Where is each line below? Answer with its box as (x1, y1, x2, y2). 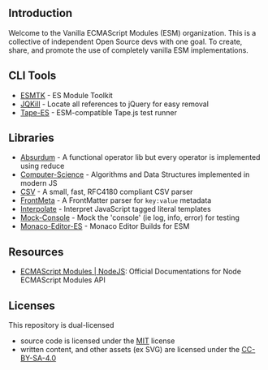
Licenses (8, 299, 55, 312)
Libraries (8, 131, 54, 145)
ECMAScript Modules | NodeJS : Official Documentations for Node (19, 267, 242, 277)
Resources (8, 245, 64, 259)
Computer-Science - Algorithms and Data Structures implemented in (19, 170, 250, 179)
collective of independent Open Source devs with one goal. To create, (8, 37, 243, 46)
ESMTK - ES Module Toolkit (19, 90, 114, 100)
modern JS (19, 179, 58, 188)
